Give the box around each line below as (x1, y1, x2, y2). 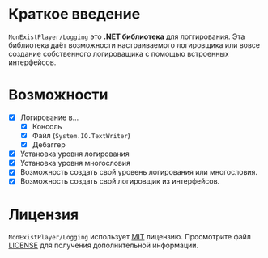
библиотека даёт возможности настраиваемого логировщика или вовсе (8, 40, 261, 49)
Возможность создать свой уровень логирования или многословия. (19, 167, 257, 177)
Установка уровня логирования (19, 149, 130, 159)
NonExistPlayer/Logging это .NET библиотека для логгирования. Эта (8, 32, 245, 41)
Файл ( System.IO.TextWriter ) (32, 131, 131, 140)
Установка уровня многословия (19, 159, 131, 168)
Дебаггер (32, 140, 66, 150)
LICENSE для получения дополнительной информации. (8, 240, 199, 251)
